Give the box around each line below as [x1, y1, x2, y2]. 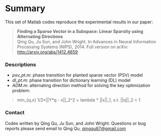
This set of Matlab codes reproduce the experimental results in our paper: [5, 19, 153, 25]
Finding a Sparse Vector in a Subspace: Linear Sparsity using [17, 28, 143, 34]
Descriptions [5, 61, 36, 68]
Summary [5, 3, 45, 14]
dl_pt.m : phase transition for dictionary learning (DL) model [12, 77, 131, 83]
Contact [5, 109, 25, 116]
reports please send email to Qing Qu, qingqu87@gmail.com [5, 125, 126, 131]
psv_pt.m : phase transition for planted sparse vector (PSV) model [12, 72, 143, 78]
